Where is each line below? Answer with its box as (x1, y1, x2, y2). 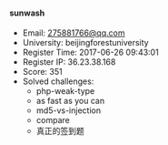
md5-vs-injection (35, 105, 102, 116)
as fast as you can (35, 96, 105, 107)
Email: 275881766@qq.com (22, 27, 125, 38)
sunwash (9, 7, 45, 18)
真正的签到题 (35, 126, 84, 137)
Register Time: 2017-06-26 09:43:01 (22, 47, 159, 58)
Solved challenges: (22, 76, 94, 87)
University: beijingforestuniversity (22, 37, 149, 48)
